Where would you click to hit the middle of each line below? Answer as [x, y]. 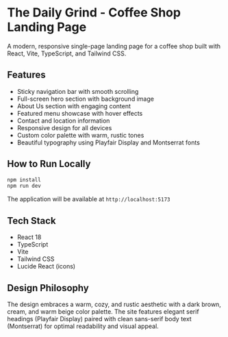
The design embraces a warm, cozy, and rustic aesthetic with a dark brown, [114, 304]
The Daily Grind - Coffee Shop [94, 13]
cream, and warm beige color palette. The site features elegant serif [103, 311]
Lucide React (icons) [46, 266]
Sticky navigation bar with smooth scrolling [78, 91]
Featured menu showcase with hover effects [80, 113]
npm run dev [24, 186]
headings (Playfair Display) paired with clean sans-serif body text [99, 319]
